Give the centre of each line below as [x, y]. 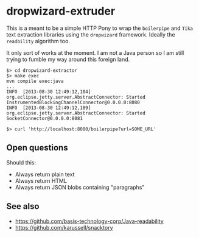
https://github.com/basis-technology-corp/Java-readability [89, 221]
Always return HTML [41, 180]
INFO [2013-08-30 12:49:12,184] [49, 92]
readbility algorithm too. [38, 41]
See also [23, 206]
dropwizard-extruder [61, 11]
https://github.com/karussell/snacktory [64, 227]
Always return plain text [45, 174]
